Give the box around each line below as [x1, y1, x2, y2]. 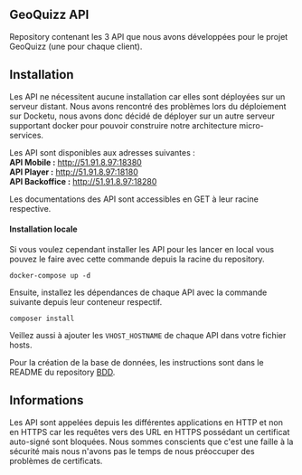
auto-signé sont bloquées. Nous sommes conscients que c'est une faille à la [9, 436, 294, 447]
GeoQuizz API [9, 7, 90, 23]
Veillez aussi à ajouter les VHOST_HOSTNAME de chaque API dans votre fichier [9, 329, 287, 340]
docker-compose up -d [9, 271, 91, 280]
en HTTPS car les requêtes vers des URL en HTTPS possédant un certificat [9, 426, 290, 437]
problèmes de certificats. [9, 455, 103, 466]
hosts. [9, 339, 33, 350]
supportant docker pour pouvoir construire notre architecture [9, 119, 238, 130]
